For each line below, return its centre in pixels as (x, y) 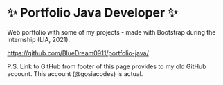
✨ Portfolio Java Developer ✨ (92, 13)
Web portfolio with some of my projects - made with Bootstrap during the (111, 32)
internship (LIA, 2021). (39, 39)
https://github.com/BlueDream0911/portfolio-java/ (78, 53)
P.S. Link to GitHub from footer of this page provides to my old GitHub (107, 66)
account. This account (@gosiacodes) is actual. (75, 73)
